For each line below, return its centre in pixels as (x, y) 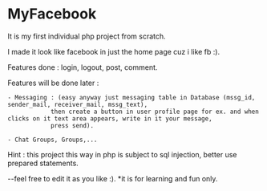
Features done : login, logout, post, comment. (83, 67)
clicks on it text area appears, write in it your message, (110, 118)
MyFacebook (52, 14)
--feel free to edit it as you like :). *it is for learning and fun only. (113, 178)
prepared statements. (43, 163)
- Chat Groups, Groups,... (53, 140)
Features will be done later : (53, 83)
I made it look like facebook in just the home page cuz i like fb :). (114, 51)
